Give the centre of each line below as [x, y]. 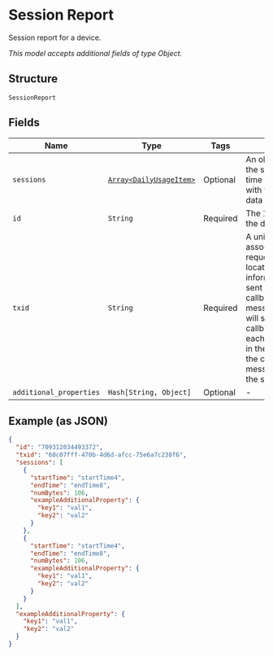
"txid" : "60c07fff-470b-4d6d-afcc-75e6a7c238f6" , [101, 455]
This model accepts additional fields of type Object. [95, 53]
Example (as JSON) [58, 421]
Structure [33, 79]
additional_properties [56, 392]
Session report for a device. [55, 37]
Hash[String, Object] [149, 392]
